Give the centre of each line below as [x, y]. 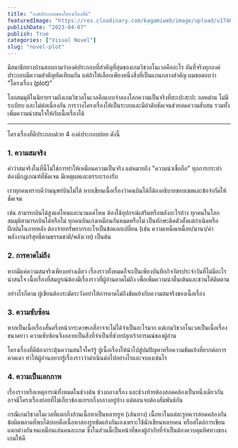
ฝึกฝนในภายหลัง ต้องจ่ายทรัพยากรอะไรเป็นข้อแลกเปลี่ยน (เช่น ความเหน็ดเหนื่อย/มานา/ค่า [110, 229]
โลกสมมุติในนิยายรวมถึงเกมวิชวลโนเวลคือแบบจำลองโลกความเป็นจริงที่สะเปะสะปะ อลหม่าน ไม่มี [118, 97]
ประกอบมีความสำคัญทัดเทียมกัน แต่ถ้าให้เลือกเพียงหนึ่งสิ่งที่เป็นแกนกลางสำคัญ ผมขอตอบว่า [112, 75]
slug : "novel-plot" [36, 47]
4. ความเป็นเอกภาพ [34, 376]
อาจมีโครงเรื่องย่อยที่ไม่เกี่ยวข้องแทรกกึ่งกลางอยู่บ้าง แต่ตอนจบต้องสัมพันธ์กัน [95, 400]
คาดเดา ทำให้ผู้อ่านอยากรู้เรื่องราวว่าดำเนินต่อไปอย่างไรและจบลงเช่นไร [87, 357]
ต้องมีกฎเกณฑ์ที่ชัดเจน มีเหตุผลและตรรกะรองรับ [63, 176]
